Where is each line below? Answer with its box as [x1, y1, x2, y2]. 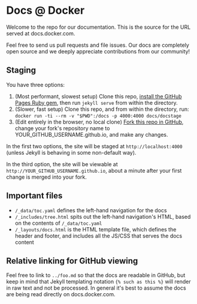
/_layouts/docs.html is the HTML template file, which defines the [14, 225, 177, 233]
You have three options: [6, 81, 65, 88]
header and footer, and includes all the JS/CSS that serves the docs [14, 232, 183, 239]
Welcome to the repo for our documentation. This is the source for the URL [6, 23, 191, 31]
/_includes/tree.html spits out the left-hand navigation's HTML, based [14, 213, 191, 220]
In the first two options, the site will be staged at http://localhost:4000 [6, 142, 183, 150]
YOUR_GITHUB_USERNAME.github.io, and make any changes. [14, 131, 168, 138]
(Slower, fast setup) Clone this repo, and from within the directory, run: [14, 106, 190, 113]
